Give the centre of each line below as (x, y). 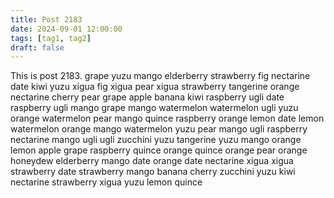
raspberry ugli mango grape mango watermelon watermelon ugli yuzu (154, 108)
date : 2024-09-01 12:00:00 (66, 29)
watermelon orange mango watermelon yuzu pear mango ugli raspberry (159, 129)
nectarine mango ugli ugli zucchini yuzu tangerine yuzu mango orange (156, 140)
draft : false (37, 47)
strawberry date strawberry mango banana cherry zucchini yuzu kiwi (153, 172)
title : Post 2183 (46, 19)
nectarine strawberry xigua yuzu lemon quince (106, 182)
